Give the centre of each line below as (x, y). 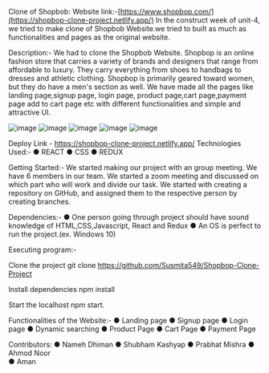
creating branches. (39, 201)
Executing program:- (43, 249)
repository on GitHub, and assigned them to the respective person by (123, 193)
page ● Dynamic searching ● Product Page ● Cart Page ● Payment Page (132, 329)
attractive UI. (30, 112)
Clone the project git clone (52, 265)
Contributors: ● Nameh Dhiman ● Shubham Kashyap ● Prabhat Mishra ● (132, 345)
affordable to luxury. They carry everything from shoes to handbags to (125, 70)
